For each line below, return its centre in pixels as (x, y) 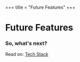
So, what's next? (26, 43)
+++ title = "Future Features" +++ (41, 7)
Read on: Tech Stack (27, 54)
